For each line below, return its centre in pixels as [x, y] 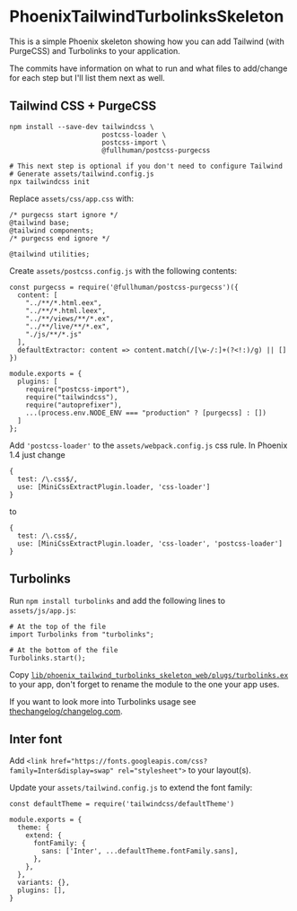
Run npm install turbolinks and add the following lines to [118, 600]
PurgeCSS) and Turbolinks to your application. [95, 50]
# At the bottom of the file [64, 650]
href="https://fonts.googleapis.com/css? [129, 762]
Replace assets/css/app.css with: [72, 198]
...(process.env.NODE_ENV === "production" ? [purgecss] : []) [146, 413]
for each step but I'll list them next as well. [87, 77]
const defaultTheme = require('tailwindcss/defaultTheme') [122, 804]
